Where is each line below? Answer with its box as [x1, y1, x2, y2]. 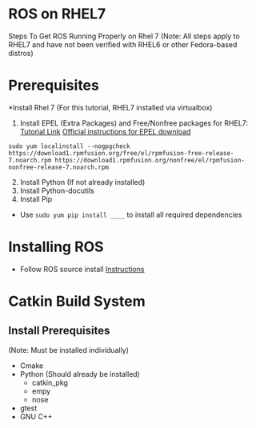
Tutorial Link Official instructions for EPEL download [19, 126, 191, 136]
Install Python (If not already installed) [19, 177, 146, 186]
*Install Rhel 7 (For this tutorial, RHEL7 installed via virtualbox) [8, 102, 213, 112]
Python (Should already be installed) [19, 369, 140, 378]
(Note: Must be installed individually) [8, 345, 130, 354]
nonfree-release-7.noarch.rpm [8, 163, 110, 171]
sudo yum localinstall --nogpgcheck [8, 142, 130, 150]
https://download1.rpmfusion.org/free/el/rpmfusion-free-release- [8, 149, 234, 157]
